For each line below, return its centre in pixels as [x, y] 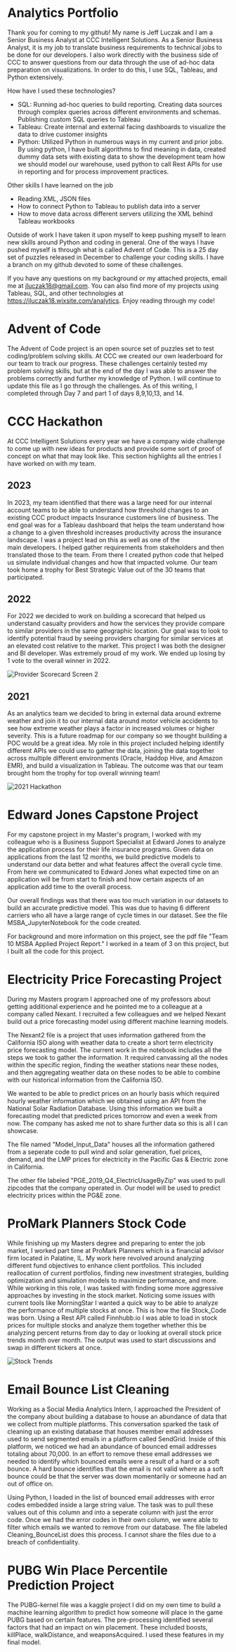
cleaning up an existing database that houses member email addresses [110, 1431]
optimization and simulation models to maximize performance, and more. [113, 1280]
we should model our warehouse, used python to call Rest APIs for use [120, 164]
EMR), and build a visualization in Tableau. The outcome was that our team [115, 766]
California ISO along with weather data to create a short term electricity [110, 1043]
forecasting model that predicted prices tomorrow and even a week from [112, 1116]
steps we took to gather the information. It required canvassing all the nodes [118, 1058]
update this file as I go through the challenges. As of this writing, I [102, 386]
